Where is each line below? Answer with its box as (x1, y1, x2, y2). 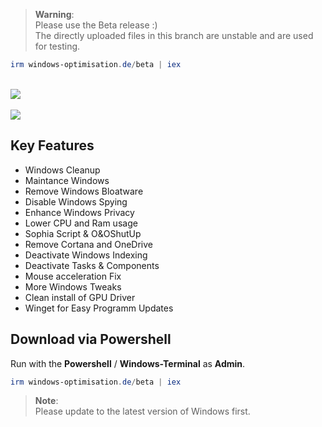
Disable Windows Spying (24, 195, 128, 208)
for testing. (34, 40, 81, 52)
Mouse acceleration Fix (24, 270, 122, 282)
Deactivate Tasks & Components (24, 259, 160, 271)
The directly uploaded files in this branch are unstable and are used (34, 30, 314, 41)
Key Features (10, 137, 95, 154)
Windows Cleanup (24, 164, 101, 176)
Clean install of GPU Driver (24, 291, 136, 303)
